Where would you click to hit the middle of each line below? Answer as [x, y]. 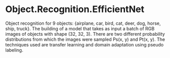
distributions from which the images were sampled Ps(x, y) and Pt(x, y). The [85, 39]
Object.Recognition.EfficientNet [75, 9]
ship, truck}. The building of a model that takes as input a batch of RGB [80, 28]
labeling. [14, 50]
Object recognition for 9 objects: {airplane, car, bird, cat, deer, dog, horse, [83, 23]
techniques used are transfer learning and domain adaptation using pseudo [84, 44]
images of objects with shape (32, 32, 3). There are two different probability [85, 34]
